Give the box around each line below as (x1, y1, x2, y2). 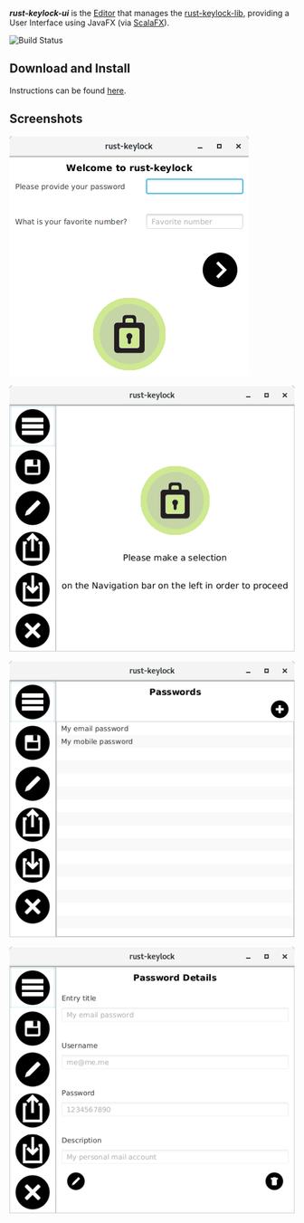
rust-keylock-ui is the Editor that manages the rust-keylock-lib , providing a (9, 8, 290, 18)
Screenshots (9, 111, 83, 127)
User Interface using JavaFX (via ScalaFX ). (9, 17, 170, 28)
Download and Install (9, 61, 131, 76)
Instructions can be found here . (9, 85, 127, 96)
